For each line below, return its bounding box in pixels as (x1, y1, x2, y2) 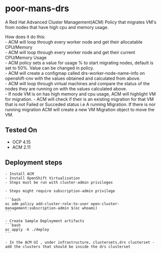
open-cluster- (90, 201, 120, 206)
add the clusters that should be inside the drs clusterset (5, 244, 131, 249)
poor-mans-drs (5, 3, 70, 14)
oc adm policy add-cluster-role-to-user (5, 201, 89, 206)
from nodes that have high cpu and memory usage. (5, 24, 109, 30)
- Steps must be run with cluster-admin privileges (5, 180, 113, 185)
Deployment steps (5, 159, 62, 167)
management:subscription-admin (5, 206, 69, 210)
